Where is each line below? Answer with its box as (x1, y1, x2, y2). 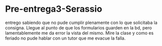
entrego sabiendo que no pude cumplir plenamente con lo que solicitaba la (5, 20, 158, 25)
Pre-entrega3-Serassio (5, 3, 102, 15)
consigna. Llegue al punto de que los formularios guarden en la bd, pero (5, 24, 152, 30)
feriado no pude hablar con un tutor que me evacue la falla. (5, 35, 126, 41)
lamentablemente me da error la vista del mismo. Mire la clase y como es (5, 30, 154, 36)
